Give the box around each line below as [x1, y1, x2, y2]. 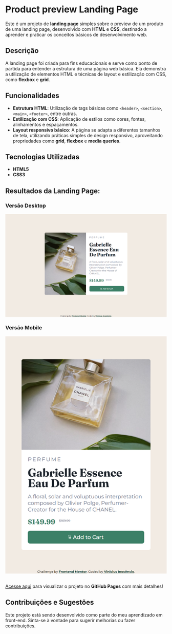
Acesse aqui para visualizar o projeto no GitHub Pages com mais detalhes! [5, 583, 163, 589]
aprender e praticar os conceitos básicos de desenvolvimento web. [5, 31, 147, 38]
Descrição [5, 46, 39, 55]
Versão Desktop [5, 202, 46, 209]
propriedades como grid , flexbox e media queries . [12, 138, 121, 144]
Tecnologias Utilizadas [5, 153, 80, 161]
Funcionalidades [5, 91, 60, 100]
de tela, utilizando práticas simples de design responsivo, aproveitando [12, 132, 163, 138]
